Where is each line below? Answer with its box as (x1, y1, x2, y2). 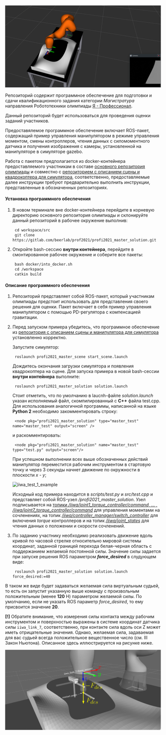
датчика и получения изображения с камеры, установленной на (5, 143, 142, 149)
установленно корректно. (12, 335, 67, 341)
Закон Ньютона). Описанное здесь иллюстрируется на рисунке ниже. (5, 640, 154, 646)
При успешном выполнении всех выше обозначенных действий (12, 456, 148, 462)
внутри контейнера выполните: (12, 373, 81, 380)
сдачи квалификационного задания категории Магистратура (5, 97, 135, 103)
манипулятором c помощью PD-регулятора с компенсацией (12, 309, 141, 315)
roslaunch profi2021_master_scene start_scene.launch (14, 355, 128, 360)
